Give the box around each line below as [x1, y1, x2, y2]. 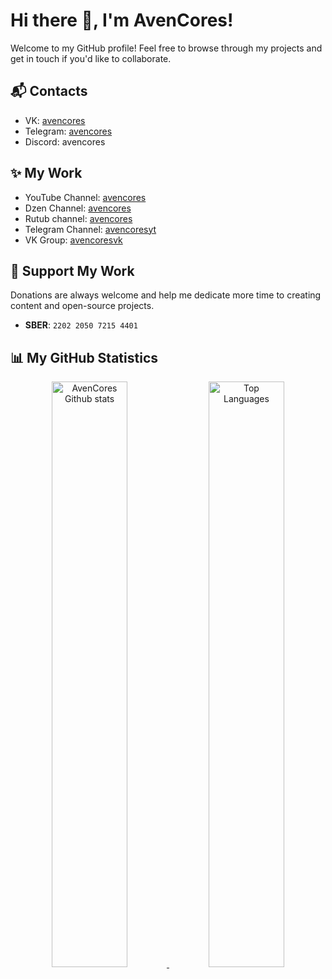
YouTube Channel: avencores [24, 191, 147, 203]
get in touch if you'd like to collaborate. [10, 52, 172, 64]
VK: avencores [24, 114, 86, 126]
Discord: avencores [24, 135, 106, 148]
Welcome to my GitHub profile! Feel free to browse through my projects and [10, 42, 323, 54]
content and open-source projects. [10, 300, 155, 312]
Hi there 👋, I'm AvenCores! [10, 9, 234, 32]
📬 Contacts [10, 83, 88, 100]
